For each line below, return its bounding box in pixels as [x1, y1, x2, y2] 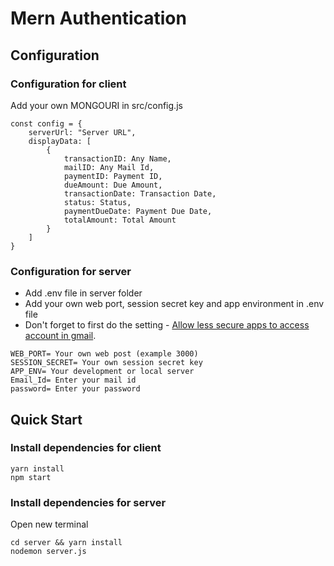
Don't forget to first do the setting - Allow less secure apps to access [24, 319, 310, 331]
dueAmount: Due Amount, [63, 180, 163, 190]
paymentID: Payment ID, [63, 171, 163, 181]
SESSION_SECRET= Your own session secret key [10, 358, 203, 368]
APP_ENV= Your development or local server [10, 367, 195, 377]
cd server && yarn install [10, 538, 123, 548]
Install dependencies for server [10, 495, 167, 509]
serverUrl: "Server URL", [28, 127, 137, 137]
